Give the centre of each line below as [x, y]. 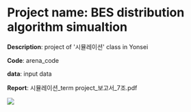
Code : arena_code [33, 60]
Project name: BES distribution [96, 13]
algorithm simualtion [67, 27]
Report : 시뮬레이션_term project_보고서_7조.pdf [72, 87]
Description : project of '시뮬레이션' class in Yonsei [78, 46]
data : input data [30, 74]
